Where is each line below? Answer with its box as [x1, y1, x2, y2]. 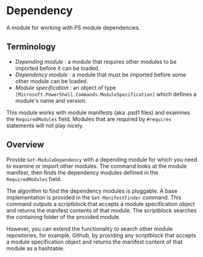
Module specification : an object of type [15, 84, 116, 91]
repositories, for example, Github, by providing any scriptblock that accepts [6, 231, 197, 239]
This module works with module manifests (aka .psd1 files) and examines [6, 108, 191, 116]
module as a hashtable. [6, 244, 65, 251]
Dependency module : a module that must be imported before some [15, 71, 186, 78]
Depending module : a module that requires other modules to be [15, 58, 177, 65]
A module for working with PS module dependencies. [6, 24, 141, 31]
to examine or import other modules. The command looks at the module [6, 162, 187, 169]
